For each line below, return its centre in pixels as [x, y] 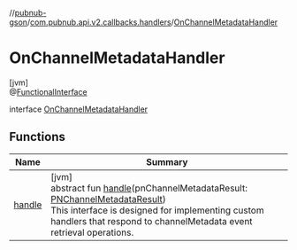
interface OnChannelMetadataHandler [79, 109]
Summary [167, 161]
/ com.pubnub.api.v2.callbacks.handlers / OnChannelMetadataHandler [152, 22]
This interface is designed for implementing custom [157, 210]
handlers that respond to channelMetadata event [152, 221]
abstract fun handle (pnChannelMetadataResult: [148, 188]
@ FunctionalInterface [48, 91]
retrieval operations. [92, 232]
